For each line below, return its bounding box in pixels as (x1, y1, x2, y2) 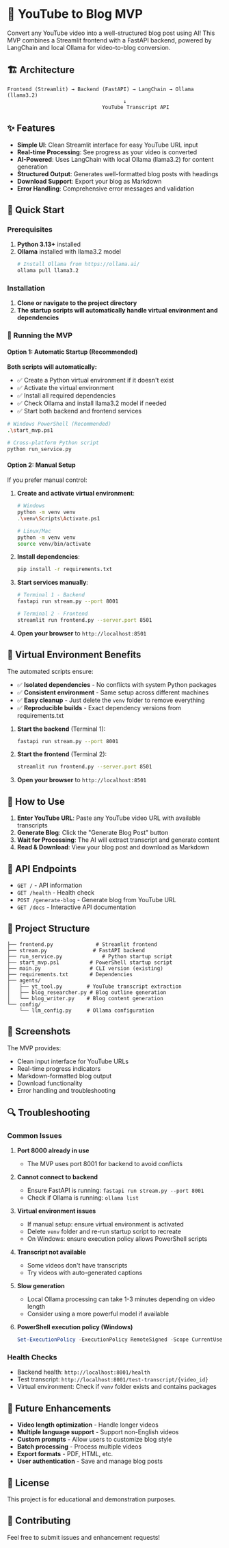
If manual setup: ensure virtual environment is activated (27, 1220, 185, 1229)
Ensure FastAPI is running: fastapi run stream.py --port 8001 (27, 1186, 204, 1195)
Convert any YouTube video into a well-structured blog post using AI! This (7, 29, 215, 37)
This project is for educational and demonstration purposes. (7, 1495, 176, 1503)
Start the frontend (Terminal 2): (16, 750, 107, 758)
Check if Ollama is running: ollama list (27, 1194, 139, 1202)
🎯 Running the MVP (7, 330, 73, 340)
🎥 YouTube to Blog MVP (7, 6, 144, 22)
